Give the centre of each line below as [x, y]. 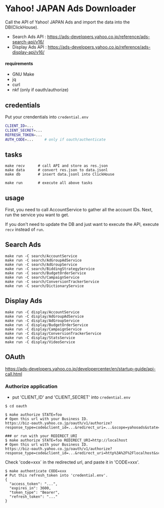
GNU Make [23, 74]
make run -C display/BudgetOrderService [47, 325]
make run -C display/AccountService [42, 312]
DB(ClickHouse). [22, 27]
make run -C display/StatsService [40, 338]
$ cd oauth [16, 406]
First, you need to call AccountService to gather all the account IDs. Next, [79, 210]
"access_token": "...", [33, 484]
